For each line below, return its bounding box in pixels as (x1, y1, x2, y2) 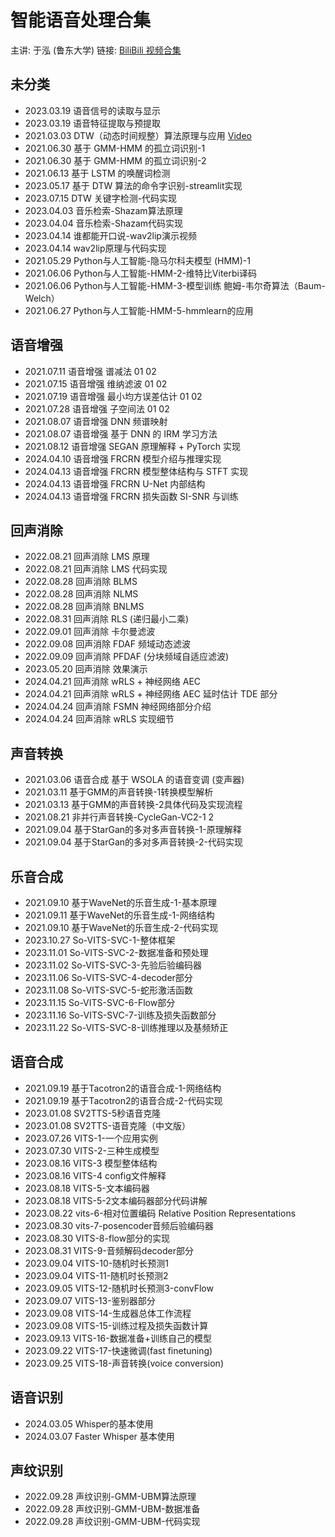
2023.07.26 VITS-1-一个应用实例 (24, 1132, 158, 1144)
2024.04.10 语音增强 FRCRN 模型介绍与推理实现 (24, 452, 222, 465)
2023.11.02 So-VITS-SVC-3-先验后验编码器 (24, 959, 202, 971)
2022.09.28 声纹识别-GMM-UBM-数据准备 (24, 1503, 201, 1515)
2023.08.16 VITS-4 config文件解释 (24, 1169, 167, 1181)
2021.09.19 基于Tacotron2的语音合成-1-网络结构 (24, 1082, 222, 1094)
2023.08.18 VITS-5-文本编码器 (24, 1182, 150, 1194)
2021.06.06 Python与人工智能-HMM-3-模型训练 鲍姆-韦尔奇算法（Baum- (24, 279, 326, 291)
